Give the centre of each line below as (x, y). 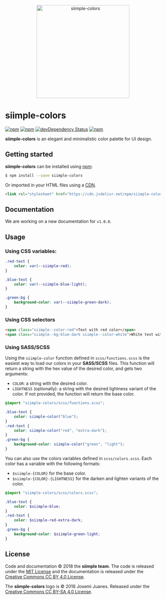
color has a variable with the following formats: (53, 464)
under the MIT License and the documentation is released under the (74, 571)
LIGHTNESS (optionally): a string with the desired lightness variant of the (84, 389)
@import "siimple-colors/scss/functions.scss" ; (55, 403)
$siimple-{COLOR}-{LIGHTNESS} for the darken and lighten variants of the (85, 479)
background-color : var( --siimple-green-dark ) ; (63, 302)
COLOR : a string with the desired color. (50, 383)
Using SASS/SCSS (28, 347)
